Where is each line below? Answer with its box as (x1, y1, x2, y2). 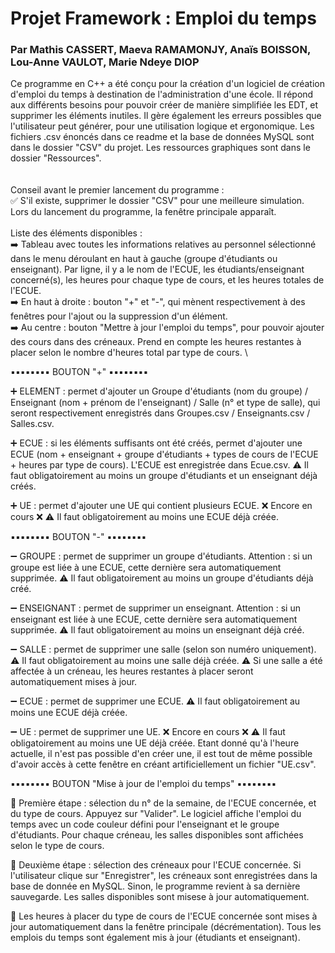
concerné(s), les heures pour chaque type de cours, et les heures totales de (10, 274, 325, 286)
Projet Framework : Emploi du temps (10, 7, 317, 30)
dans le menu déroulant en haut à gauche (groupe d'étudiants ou (10, 253, 278, 265)
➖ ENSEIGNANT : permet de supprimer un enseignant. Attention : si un (10, 602, 301, 614)
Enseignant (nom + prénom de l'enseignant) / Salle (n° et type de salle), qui (10, 397, 321, 409)
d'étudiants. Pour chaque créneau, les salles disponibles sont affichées (10, 829, 304, 841)
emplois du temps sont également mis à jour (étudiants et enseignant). (10, 932, 301, 944)
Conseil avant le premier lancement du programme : (10, 184, 225, 196)
